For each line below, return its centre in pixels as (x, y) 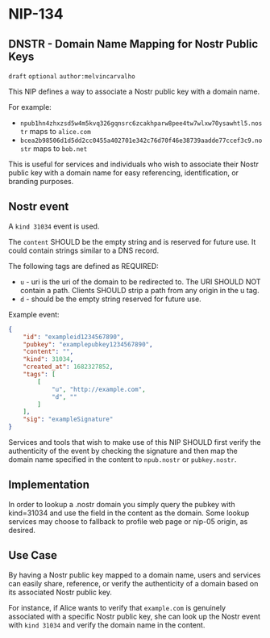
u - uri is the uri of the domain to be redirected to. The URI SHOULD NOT (140, 281)
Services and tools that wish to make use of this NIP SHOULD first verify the (135, 443)
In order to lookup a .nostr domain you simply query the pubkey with (122, 504)
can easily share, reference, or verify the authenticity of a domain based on (133, 583)
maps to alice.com (60, 131)
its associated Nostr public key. (60, 592)
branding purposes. (41, 181)
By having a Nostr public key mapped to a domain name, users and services (135, 575)
